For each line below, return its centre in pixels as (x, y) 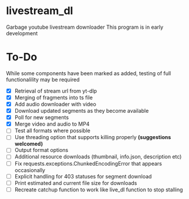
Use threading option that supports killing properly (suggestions (93, 137)
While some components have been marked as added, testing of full (89, 73)
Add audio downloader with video (55, 104)
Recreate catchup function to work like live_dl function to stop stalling (99, 190)
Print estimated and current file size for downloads (76, 183)
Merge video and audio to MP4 (52, 124)
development (22, 33)
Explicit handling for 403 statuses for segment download (83, 176)
